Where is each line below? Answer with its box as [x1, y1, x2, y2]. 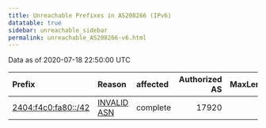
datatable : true [8, 19, 62, 27]
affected [135, 79, 169, 90]
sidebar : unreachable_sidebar [8, 26, 108, 34]
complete [135, 102, 172, 113]
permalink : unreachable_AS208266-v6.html [8, 33, 147, 42]
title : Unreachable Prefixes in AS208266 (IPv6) [8, 11, 172, 20]
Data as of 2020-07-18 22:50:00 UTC [8, 55, 131, 65]
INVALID [97, 97, 129, 108]
